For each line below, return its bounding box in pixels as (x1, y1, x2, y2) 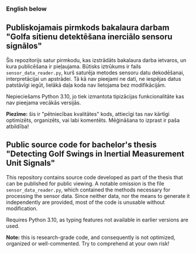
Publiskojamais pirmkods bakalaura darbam (6, 23, 170, 33)
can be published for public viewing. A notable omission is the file (6, 180, 165, 187)
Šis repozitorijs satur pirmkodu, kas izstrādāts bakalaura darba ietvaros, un (6, 56, 187, 63)
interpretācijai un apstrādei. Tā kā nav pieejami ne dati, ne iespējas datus (6, 75, 181, 82)
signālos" (6, 41, 42, 51)
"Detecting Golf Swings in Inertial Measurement (6, 149, 185, 159)
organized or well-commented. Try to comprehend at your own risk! (6, 240, 170, 247)
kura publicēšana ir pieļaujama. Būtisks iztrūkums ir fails (6, 63, 142, 70)
